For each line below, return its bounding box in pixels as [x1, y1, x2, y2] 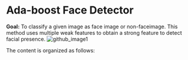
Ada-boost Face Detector [6, 4, 134, 17]
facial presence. [6, 35, 46, 42]
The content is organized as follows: [6, 46, 95, 54]
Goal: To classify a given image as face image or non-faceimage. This [6, 23, 178, 30]
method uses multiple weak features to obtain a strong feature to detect [6, 29, 183, 36]
